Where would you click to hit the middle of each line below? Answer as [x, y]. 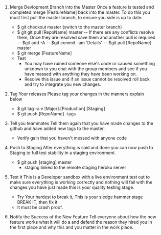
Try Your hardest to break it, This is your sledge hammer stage [80, 197]
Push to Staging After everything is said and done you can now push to [81, 147]
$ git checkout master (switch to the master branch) [69, 27]
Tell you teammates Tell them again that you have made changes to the [81, 123]
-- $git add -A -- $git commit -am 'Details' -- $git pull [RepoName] [84, 43]
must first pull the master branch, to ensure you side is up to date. [76, 17]
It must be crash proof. [40, 207]
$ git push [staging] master [44, 162]
